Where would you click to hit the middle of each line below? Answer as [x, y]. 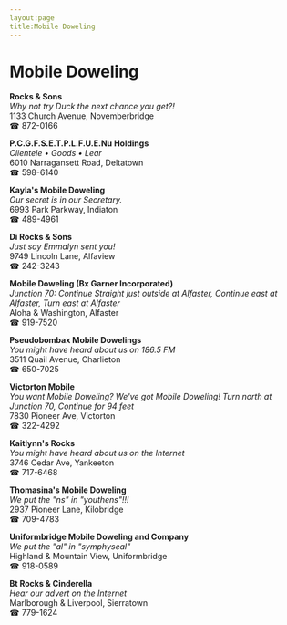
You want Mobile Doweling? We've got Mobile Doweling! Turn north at [141, 397]
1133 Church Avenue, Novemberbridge [82, 116]
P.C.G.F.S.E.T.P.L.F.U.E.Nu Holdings [79, 143]
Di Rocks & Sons [41, 237]
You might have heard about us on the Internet [97, 453]
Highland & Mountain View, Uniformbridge [88, 557]
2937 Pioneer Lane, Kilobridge [67, 510]
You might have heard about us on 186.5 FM [92, 350]
